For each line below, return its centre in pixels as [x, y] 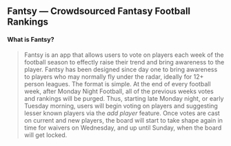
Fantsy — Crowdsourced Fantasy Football [99, 11]
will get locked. [46, 135]
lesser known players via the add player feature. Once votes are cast [122, 113]
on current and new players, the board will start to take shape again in [123, 120]
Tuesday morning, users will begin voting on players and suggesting [121, 106]
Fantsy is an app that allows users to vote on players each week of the [124, 55]
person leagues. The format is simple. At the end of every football [118, 84]
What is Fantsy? [31, 39]
